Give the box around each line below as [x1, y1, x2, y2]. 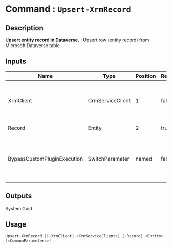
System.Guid [5, 205, 32, 211]
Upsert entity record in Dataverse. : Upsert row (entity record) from [5, 37, 149, 43]
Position [135, 72, 156, 79]
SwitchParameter [88, 155, 130, 162]
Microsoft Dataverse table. [5, 42, 61, 49]
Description [5, 24, 44, 32]
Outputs [5, 192, 32, 200]
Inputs [5, 57, 27, 66]
